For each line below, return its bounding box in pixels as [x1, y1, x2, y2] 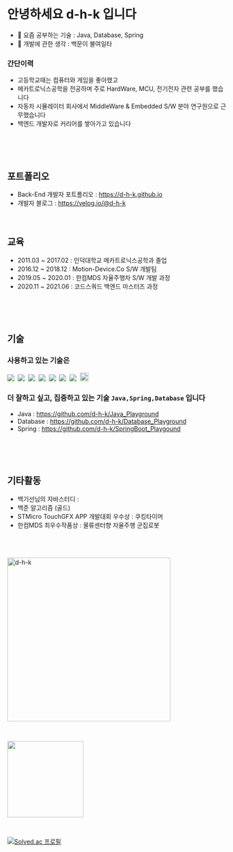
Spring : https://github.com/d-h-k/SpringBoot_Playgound [17, 424, 181, 433]
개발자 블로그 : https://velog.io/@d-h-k [17, 199, 127, 207]
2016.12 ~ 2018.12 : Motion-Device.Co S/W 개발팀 [17, 265, 157, 273]
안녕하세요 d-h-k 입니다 [7, 6, 137, 22]
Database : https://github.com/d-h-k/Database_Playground [17, 417, 186, 425]
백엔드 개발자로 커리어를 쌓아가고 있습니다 [17, 119, 131, 128]
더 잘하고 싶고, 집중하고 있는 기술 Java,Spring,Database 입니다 [7, 393, 206, 403]
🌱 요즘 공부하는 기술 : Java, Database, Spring [17, 31, 144, 39]
